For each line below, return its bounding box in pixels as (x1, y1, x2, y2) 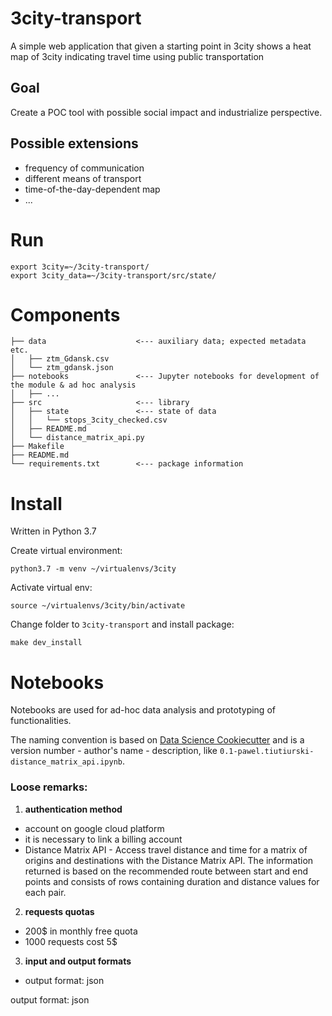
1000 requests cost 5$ (24, 935, 118, 947)
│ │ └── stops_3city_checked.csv (10, 415, 168, 426)
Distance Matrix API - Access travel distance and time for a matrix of (24, 843, 308, 856)
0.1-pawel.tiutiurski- (219, 747, 315, 757)
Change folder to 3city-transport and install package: (10, 618, 235, 631)
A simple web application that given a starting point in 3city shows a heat (10, 40, 312, 52)
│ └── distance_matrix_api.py (10, 433, 145, 443)
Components (10, 303, 121, 326)
